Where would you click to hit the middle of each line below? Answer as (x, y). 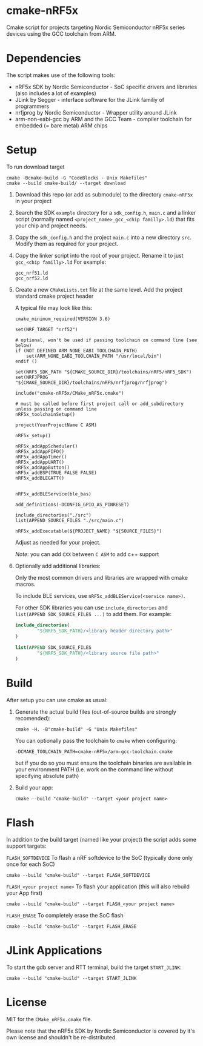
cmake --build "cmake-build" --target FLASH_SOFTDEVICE (78, 875)
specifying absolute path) (47, 776)
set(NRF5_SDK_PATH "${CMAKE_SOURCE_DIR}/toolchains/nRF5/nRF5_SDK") (103, 372)
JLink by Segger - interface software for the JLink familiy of (90, 99)
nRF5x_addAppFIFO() (40, 451)
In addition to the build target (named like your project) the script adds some (101, 839)
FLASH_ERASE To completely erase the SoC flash (65, 915)
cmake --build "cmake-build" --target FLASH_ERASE (72, 926)
